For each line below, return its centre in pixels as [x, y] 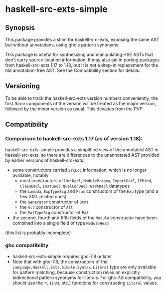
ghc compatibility [27, 246]
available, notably [30, 175]
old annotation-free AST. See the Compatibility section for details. [73, 70]
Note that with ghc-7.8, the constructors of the [60, 262]
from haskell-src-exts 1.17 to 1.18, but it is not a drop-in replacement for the [82, 65]
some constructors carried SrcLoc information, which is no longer [80, 170]
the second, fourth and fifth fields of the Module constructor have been [84, 218]
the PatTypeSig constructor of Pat [54, 212]
